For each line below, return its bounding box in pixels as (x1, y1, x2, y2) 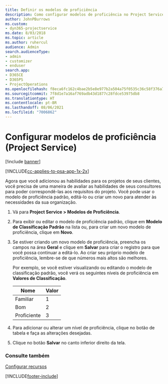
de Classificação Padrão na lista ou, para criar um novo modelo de (12, 224, 151, 230)
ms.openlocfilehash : (5, 86, 48, 92)
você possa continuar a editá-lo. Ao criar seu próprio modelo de (12, 249, 145, 255)
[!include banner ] (5, 158, 41, 164)
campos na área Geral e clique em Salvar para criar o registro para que (12, 244, 160, 250)
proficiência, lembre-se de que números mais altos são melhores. (12, 255, 148, 261)
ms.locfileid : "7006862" (5, 110, 57, 115)
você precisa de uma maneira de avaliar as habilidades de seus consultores (5, 183, 161, 189)
